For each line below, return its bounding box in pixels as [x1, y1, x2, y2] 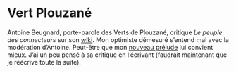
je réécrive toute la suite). [7, 58, 81, 66]
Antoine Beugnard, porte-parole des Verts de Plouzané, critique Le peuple [7, 28, 223, 36]
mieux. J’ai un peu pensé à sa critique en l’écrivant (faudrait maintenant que [7, 51, 228, 59]
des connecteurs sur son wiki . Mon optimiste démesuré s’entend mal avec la [7, 35, 229, 44]
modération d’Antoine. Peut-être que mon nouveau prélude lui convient [7, 43, 213, 51]
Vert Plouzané [7, 5, 92, 21]
